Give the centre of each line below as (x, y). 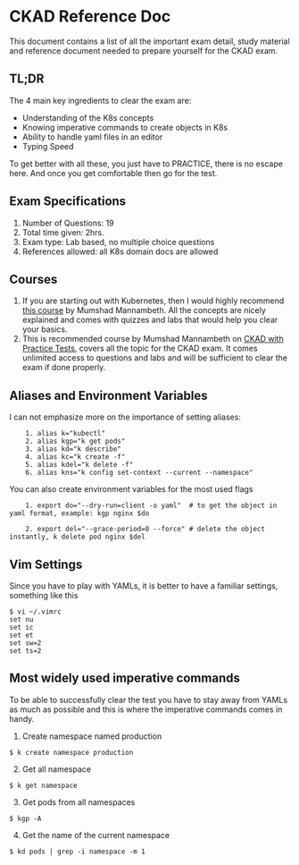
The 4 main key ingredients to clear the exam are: (100, 100)
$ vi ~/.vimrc (36, 612)
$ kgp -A (25, 818)
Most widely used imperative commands (125, 678)
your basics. (45, 329)
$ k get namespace (43, 785)
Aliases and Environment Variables (108, 395)
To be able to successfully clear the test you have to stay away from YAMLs (149, 700)
